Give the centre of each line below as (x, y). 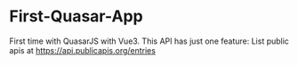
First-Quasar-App (77, 16)
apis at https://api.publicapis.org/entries (82, 50)
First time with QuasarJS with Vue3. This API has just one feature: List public (149, 41)
